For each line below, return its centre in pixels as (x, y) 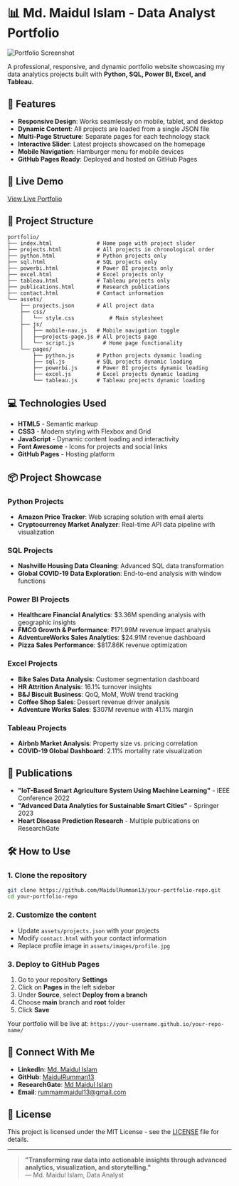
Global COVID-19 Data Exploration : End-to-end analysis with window (119, 574)
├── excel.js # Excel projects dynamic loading (116, 374)
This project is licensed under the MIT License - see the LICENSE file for (113, 1131)
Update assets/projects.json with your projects (89, 930)
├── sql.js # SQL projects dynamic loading (113, 362)
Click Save (33, 1009)
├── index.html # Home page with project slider (101, 243)
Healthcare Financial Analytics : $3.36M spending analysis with (112, 615)
